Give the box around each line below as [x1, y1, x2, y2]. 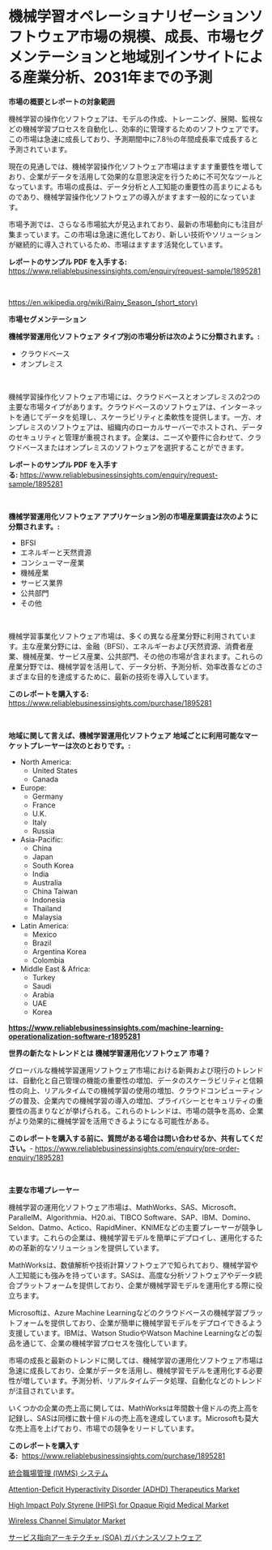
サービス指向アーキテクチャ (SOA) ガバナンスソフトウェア [8, 1532, 202, 1542]
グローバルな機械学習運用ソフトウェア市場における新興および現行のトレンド [8, 1065, 264, 1075]
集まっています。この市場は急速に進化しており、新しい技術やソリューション [8, 229, 261, 239]
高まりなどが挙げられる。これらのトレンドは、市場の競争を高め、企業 [29, 1105, 264, 1116]
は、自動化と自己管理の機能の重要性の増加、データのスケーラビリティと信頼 [8, 1075, 264, 1085]
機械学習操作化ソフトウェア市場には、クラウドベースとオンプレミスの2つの [8, 391, 261, 402]
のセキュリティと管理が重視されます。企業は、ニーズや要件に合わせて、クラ [8, 432, 262, 442]
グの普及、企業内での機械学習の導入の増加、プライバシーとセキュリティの [8, 1096, 257, 1105]
